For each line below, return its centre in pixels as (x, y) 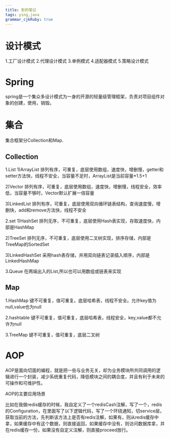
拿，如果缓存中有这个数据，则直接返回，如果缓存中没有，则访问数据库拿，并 (85, 423)
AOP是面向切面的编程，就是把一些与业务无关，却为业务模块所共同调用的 (81, 370)
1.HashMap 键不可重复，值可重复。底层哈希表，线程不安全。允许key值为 (81, 300)
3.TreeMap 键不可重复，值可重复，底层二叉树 (53, 334)
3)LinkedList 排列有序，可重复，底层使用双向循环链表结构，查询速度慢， (81, 204)
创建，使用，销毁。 (34, 103)
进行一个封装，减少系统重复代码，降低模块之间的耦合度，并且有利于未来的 (87, 377)
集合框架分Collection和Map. (34, 141)
